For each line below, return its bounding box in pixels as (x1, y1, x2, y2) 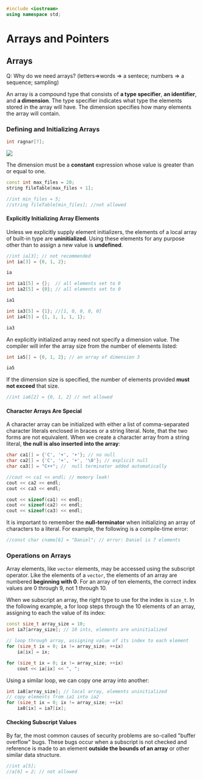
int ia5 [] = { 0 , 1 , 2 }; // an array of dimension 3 (6, 354, 140, 360)
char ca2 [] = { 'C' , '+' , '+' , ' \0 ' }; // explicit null (6, 458, 148, 464)
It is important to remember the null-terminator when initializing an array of (6, 519, 196, 526)
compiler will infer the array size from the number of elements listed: (6, 342, 177, 350)
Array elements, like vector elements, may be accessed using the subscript (6, 565, 195, 573)
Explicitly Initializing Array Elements (6, 215, 100, 222)
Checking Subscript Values (6, 718, 77, 726)
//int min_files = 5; (6, 196, 61, 202)
